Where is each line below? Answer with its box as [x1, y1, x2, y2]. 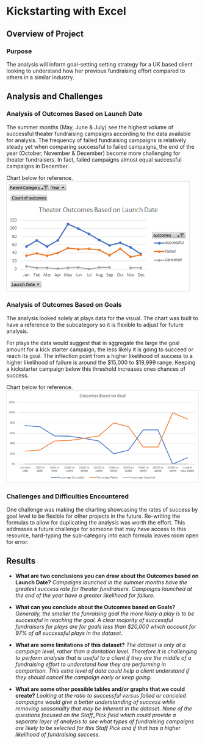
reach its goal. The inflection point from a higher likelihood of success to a [6, 352, 193, 359]
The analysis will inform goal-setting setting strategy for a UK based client [6, 60, 193, 68]
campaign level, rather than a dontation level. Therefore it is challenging [15, 648, 197, 655]
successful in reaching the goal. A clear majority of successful [15, 616, 173, 623]
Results [6, 556, 36, 567]
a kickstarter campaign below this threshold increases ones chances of [6, 365, 186, 373]
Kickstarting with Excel [6, 4, 126, 18]
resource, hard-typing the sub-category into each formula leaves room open [6, 532, 199, 539]
